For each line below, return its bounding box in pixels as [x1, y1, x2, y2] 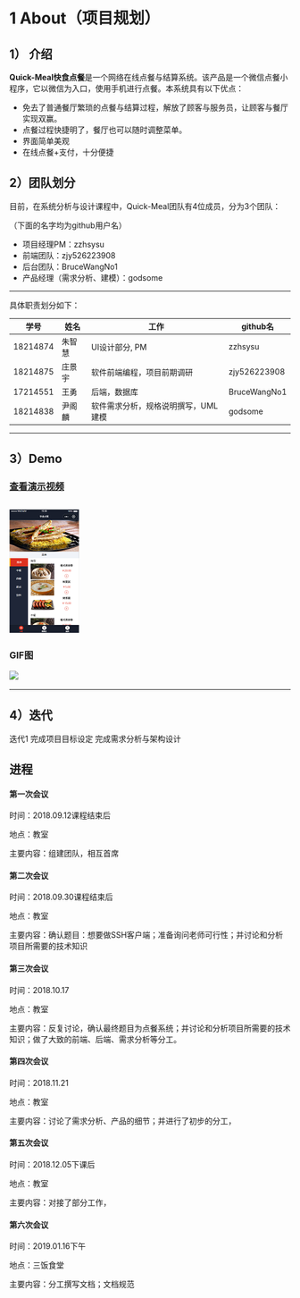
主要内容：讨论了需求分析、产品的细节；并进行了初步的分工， [9, 1115, 237, 1126]
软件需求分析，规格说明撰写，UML [90, 400, 219, 411]
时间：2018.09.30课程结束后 [9, 891, 113, 903]
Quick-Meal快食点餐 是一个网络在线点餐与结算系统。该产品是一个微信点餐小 [9, 72, 288, 82]
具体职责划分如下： [9, 299, 80, 310]
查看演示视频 [9, 480, 65, 493]
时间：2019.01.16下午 [9, 1241, 87, 1252]
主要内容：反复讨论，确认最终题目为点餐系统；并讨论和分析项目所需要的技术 [9, 1023, 291, 1033]
